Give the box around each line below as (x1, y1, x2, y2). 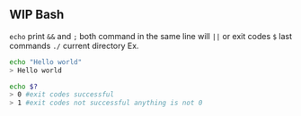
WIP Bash (9, 7, 65, 22)
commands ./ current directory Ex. (9, 40, 139, 51)
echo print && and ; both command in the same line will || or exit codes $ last (9, 30, 293, 41)
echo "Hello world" (9, 57, 83, 66)
